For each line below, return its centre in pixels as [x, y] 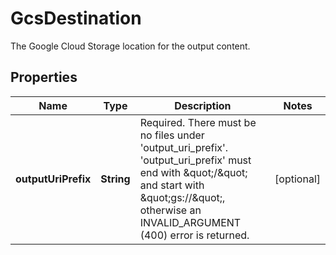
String [115, 179]
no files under [172, 135]
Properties [44, 77]
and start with [172, 185]
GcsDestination [76, 18]
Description [203, 105]
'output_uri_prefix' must [195, 160]
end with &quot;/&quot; [193, 172]
